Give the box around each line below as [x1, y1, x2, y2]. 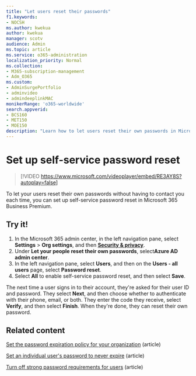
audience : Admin [6, 42, 45, 47]
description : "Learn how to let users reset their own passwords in [6, 128, 176, 134]
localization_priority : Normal [6, 57, 82, 63]
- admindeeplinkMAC [6, 95, 54, 101]
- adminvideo [6, 90, 38, 96]
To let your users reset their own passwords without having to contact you [6, 190, 185, 197]
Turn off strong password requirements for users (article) [6, 364, 143, 371]
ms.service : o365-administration [6, 52, 87, 58]
